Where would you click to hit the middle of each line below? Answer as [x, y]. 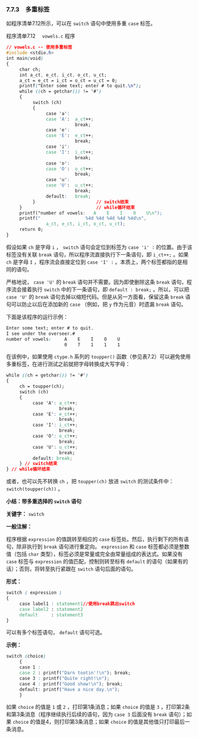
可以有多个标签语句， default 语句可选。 [56, 632]
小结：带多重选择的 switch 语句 [44, 501]
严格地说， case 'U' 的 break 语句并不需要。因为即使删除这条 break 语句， [97, 282]
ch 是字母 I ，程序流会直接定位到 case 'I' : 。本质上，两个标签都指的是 [94, 262]
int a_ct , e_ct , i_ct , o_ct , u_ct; [63, 75]
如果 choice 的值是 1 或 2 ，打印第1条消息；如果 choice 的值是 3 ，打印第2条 [98, 707]
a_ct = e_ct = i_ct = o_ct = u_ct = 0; [68, 80]
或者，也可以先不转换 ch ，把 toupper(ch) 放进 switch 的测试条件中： [90, 482]
